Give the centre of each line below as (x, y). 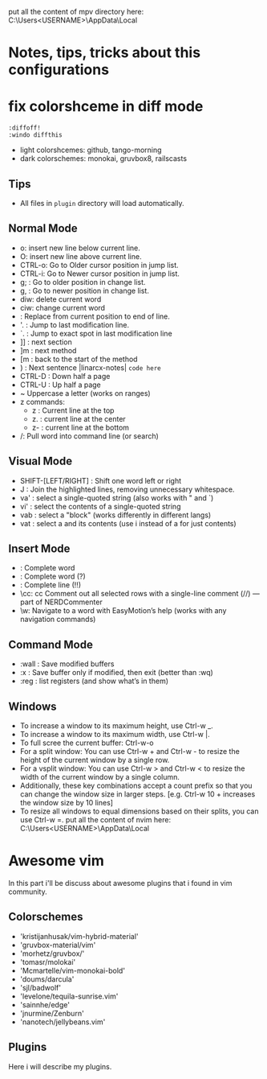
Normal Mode (43, 229)
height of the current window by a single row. (95, 760)
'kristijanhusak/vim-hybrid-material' (79, 936)
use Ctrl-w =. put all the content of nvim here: (95, 820)
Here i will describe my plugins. (60, 1066)
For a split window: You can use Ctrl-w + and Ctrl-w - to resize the (130, 751)
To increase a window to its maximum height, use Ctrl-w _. (117, 726)
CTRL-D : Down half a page (65, 376)
